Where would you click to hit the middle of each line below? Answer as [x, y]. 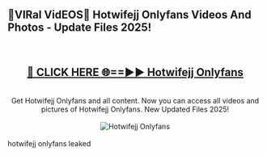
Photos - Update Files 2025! [80, 28]
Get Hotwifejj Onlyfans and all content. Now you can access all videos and [135, 100]
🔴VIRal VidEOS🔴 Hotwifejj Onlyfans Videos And [129, 15]
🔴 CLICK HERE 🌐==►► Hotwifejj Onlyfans [135, 72]
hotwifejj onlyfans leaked [49, 143]
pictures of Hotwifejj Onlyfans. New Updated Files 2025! [135, 109]
